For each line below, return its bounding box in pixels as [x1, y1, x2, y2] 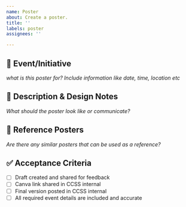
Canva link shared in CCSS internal [14, 181, 101, 188]
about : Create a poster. [6, 14, 68, 20]
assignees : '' [6, 31, 42, 37]
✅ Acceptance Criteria [6, 158, 92, 168]
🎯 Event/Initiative [6, 58, 72, 69]
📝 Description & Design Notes [6, 92, 118, 102]
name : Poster [6, 8, 39, 15]
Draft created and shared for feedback [14, 174, 110, 181]
